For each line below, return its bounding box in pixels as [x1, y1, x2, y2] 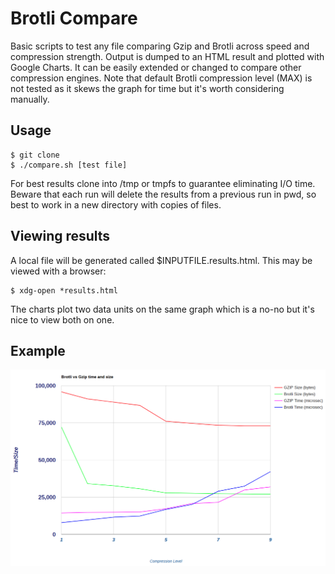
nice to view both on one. [10, 313, 115, 326]
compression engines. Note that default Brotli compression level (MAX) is [10, 72, 313, 84]
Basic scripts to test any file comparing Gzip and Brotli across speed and [10, 40, 310, 52]
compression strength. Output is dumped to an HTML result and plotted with [10, 50, 325, 62]
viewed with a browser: [10, 265, 107, 277]
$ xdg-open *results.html [10, 285, 118, 296]
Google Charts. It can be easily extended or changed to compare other [10, 61, 302, 73]
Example [10, 342, 66, 359]
